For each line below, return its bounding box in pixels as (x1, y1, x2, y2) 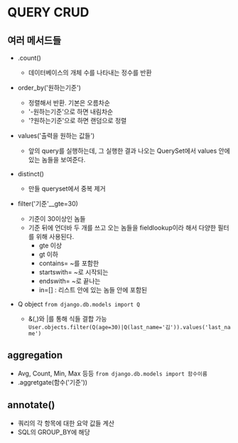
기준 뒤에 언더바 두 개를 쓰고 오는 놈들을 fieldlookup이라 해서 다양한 (28, 223, 217, 232)
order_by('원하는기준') (17, 83, 82, 92)
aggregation (7, 349, 63, 361)
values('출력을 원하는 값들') (17, 132, 95, 139)
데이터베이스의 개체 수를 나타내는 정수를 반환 (28, 68, 152, 77)
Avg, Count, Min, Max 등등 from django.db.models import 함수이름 (17, 369, 207, 378)
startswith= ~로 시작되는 (38, 268, 109, 276)
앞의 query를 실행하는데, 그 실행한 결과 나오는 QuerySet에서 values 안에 (28, 146, 231, 155)
